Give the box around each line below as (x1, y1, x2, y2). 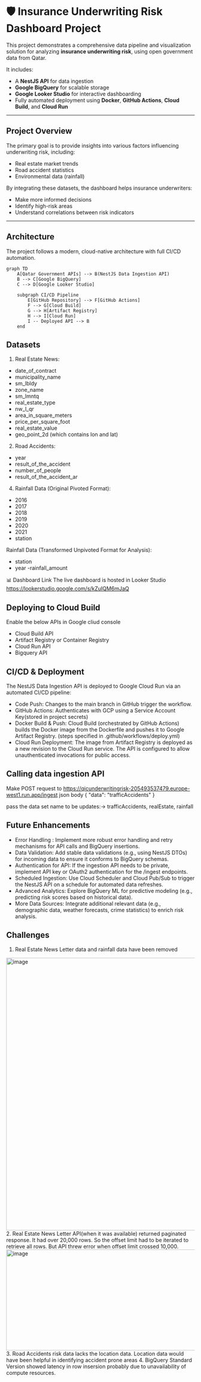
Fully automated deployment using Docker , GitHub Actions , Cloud (14, 97, 179, 104)
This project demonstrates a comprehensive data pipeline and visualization (6, 41, 191, 49)
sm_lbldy (14, 380, 38, 387)
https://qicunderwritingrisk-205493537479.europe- (63, 784, 190, 792)
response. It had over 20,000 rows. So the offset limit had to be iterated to (6, 1237, 189, 1244)
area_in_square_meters (14, 412, 72, 419)
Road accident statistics (14, 166, 74, 173)
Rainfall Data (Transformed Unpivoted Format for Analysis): (6, 547, 152, 554)
